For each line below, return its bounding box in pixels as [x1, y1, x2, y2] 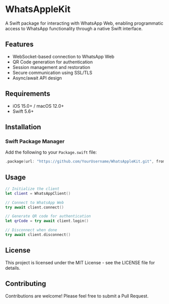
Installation [5, 122, 41, 131]
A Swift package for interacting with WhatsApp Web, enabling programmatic [5, 20, 163, 26]
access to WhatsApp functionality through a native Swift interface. [5, 25, 143, 31]
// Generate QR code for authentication [5, 214, 92, 219]
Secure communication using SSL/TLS [12, 69, 93, 75]
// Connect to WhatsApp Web [5, 200, 64, 205]
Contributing [5, 279, 46, 288]
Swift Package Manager [5, 137, 65, 144]
